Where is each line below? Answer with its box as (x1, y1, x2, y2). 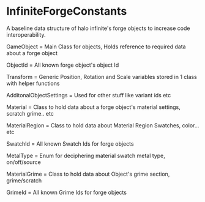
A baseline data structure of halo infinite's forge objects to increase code (6, 24, 190, 32)
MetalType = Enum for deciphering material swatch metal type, (6, 152, 165, 159)
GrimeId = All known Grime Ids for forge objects (6, 189, 127, 196)
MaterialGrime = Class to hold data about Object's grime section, (6, 170, 170, 178)
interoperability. (6, 31, 46, 38)
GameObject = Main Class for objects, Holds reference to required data (6, 43, 186, 50)
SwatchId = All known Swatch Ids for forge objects (6, 140, 134, 148)
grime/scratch (6, 176, 42, 184)
